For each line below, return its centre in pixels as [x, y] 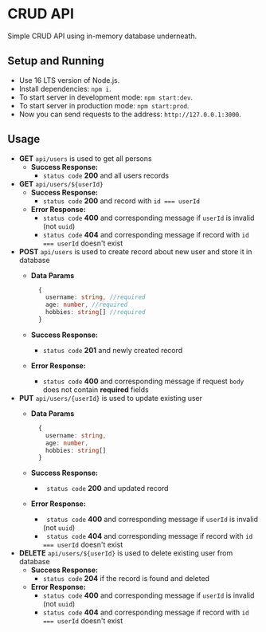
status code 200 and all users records [106, 175]
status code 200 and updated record [108, 489]
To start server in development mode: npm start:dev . [106, 97]
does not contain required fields [96, 389]
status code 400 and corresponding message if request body [143, 381]
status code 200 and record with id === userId [121, 201]
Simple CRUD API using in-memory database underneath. [102, 36]
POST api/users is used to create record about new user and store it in [135, 251]
